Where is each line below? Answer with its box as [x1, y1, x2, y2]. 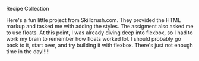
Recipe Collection [6, 5, 49, 12]
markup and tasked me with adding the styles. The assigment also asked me [6, 23, 194, 30]
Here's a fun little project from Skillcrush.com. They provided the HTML [6, 17, 181, 23]
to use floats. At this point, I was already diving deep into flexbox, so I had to [6, 29, 193, 36]
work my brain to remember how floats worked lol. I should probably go [6, 36, 181, 42]
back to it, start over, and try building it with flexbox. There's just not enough [6, 41, 193, 49]
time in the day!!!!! [6, 48, 50, 55]
